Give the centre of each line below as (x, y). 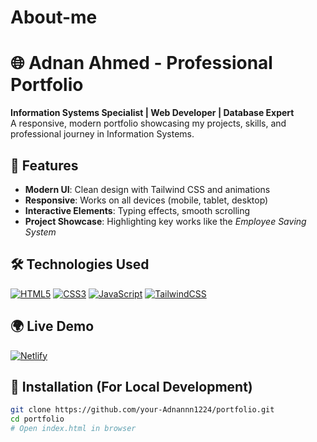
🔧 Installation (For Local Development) (131, 386)
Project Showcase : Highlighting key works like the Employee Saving (165, 221)
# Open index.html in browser (73, 429)
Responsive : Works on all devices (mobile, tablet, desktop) (146, 200)
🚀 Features (44, 165)
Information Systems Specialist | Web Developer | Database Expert (152, 113)
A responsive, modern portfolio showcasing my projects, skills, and (148, 123)
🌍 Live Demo (52, 326)
